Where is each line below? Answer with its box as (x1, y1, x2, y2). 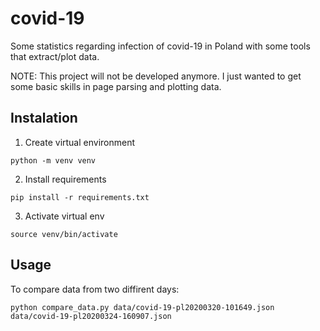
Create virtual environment (24, 136, 136, 148)
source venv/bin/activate (10, 229, 118, 239)
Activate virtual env (24, 210, 105, 222)
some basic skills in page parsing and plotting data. (10, 80, 222, 92)
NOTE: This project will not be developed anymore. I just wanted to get (10, 70, 302, 82)
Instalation (10, 110, 78, 127)
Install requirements (24, 173, 107, 185)
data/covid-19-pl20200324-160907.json (10, 311, 172, 321)
